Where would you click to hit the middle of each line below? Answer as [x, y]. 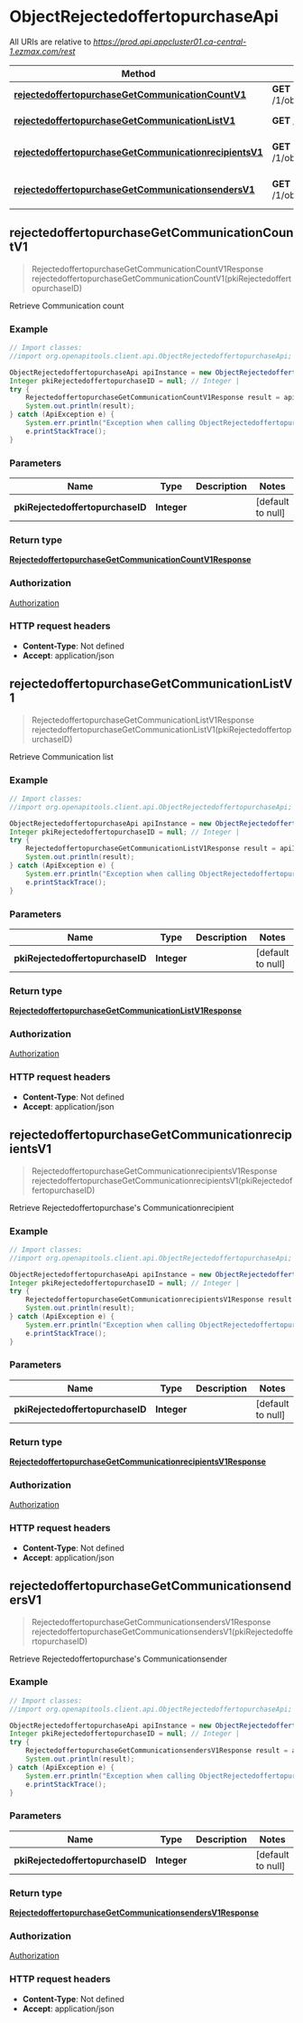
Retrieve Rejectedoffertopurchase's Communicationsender [119, 1659]
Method [138, 73]
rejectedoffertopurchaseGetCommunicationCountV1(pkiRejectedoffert [161, 279]
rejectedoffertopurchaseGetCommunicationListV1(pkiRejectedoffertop [161, 729]
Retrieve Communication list [62, 756]
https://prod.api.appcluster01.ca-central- [170, 42]
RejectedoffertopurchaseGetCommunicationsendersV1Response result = [157, 1751]
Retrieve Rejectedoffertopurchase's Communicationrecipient [122, 1207]
